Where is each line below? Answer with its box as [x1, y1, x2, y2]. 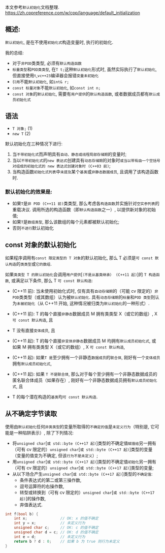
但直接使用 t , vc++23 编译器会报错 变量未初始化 [12, 72, 99, 78]
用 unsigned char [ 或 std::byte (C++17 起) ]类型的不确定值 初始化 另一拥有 [12, 459, 157, 464]
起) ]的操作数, [19, 495, 46, 501]
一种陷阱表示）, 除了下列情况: [13, 430, 74, 435]
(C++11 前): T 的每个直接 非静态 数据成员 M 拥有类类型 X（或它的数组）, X [12, 310, 158, 316]
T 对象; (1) [12, 125, 33, 131]
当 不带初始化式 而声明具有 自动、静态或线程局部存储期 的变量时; [12, 151, 127, 157]
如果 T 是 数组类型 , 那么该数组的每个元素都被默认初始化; [12, 218, 120, 225]
